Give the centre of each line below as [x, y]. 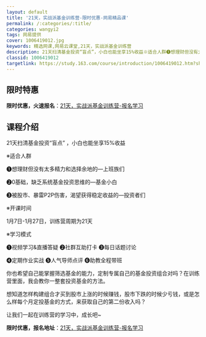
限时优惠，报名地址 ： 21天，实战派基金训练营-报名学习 [75, 328]
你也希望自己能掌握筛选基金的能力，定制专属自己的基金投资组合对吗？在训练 [103, 273]
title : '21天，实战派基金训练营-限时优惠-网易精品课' [68, 18]
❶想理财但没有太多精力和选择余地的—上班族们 [65, 169]
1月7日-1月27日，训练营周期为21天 [50, 221]
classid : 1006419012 [33, 58]
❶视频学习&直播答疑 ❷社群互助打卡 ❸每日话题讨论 [71, 247]
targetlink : [21, 63]
